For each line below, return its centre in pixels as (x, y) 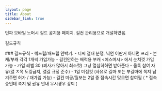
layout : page (18, 9)
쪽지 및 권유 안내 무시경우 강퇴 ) (48, 84)
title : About (18, 14)
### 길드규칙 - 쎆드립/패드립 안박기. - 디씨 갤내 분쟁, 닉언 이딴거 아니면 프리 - (78, 53)
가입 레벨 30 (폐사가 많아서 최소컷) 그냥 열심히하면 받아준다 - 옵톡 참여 (84, 65)
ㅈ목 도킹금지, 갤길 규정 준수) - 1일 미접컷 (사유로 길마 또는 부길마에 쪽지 (83, 72)
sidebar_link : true (25, 18)
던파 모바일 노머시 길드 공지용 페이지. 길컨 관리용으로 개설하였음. (66, 33)
